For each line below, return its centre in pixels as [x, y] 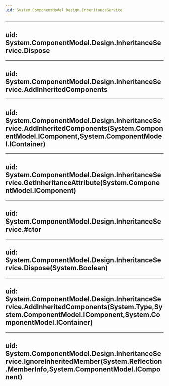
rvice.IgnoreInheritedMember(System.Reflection [84, 361]
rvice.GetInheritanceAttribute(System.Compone [82, 183]
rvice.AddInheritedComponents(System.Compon [84, 128]
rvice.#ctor [23, 229]
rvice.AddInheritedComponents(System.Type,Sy [84, 307]
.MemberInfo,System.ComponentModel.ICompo [83, 369]
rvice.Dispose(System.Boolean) [57, 268]
